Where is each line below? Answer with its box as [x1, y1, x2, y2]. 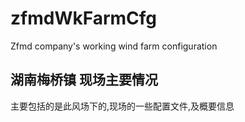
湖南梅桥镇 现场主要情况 [10, 72, 158, 89]
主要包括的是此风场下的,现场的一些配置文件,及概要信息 [10, 100, 235, 112]
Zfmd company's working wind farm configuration [10, 40, 218, 52]
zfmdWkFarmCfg [10, 7, 158, 30]
